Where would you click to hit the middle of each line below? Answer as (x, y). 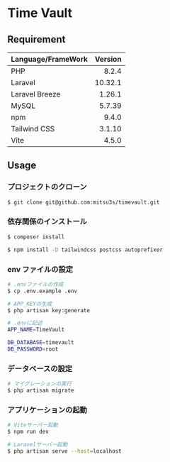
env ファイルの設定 (40, 269)
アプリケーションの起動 (47, 409)
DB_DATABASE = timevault (41, 343)
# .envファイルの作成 (35, 284)
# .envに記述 (25, 323)
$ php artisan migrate (41, 391)
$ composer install (36, 237)
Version (108, 59)
